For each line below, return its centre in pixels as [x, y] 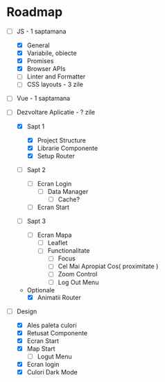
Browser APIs [46, 69]
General [38, 45]
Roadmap [35, 12]
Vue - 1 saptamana [43, 99]
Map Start [41, 349]
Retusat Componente [57, 333]
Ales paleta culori [52, 325]
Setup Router [56, 156]
